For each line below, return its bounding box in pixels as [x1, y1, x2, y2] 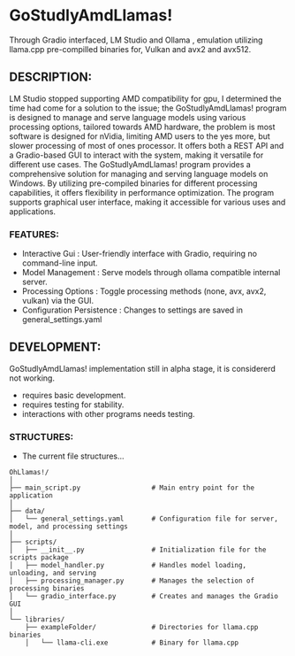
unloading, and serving [9, 568, 97, 578]
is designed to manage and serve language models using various [9, 112, 246, 122]
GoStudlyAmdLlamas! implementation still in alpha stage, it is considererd [9, 363, 276, 374]
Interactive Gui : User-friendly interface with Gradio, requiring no [21, 249, 258, 259]
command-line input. [21, 258, 99, 268]
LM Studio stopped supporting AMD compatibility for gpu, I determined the [9, 93, 283, 104]
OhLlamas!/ [9, 468, 49, 477]
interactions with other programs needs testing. [21, 408, 196, 419]
